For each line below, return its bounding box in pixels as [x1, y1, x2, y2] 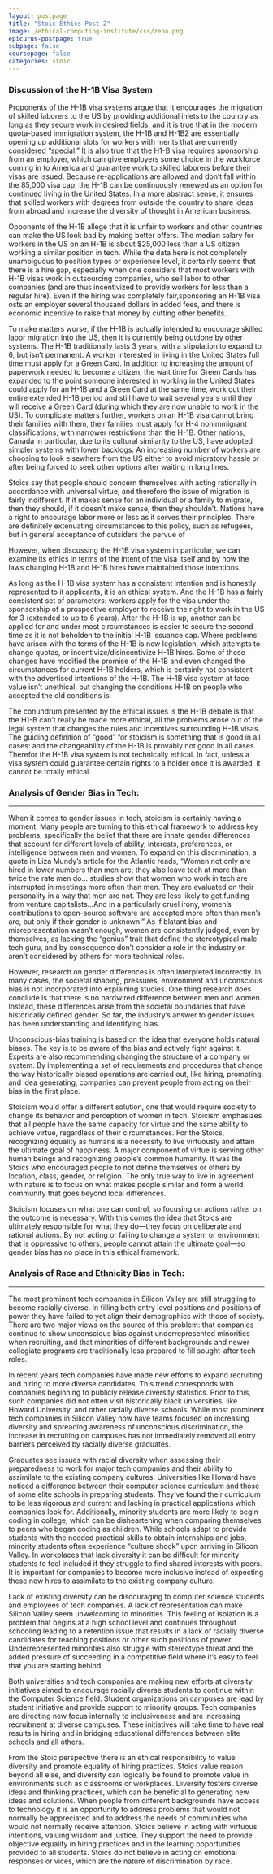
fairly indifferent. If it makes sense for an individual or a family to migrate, [8, 495, 253, 505]
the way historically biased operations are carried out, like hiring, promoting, [8, 1069, 264, 1079]
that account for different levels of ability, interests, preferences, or [8, 839, 233, 849]
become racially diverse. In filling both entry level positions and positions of [8, 1302, 262, 1312]
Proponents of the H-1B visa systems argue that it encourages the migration [8, 102, 262, 112]
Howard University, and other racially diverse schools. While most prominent [8, 1404, 265, 1414]
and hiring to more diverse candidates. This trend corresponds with [8, 1378, 234, 1388]
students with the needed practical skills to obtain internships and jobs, [8, 1533, 247, 1542]
